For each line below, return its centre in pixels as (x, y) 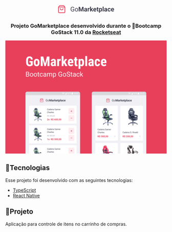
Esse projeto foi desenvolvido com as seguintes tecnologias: (69, 180)
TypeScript (24, 190)
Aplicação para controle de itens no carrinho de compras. (66, 224)
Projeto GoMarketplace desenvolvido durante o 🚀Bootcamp (86, 26)
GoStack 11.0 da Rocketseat (86, 32)
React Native (26, 195)
